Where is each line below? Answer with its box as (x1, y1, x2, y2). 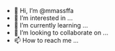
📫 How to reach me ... (13, 37, 79, 44)
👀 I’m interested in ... (13, 14, 73, 22)
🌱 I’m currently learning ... (13, 21, 89, 29)
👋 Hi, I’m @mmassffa (13, 7, 75, 14)
